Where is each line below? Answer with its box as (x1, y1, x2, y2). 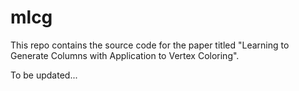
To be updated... (10, 69, 78, 81)
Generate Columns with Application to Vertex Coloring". (10, 49, 240, 61)
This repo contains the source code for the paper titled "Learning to (10, 39, 290, 51)
